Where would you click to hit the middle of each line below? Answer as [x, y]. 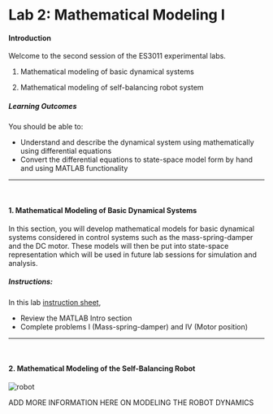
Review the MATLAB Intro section [76, 318]
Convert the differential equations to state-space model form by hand [136, 159]
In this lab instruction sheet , [55, 302]
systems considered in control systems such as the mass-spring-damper [131, 237]
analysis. [23, 263]
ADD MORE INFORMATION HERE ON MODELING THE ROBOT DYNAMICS [131, 402]
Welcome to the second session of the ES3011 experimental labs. [117, 56]
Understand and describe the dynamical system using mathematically [137, 142]
